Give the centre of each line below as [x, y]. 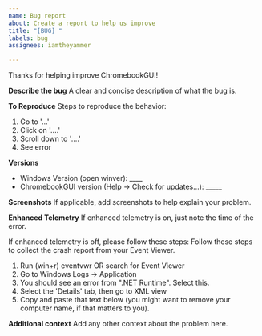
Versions [24, 163]
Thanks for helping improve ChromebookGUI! [83, 75]
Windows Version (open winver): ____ [81, 178]
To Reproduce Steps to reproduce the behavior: [87, 106]
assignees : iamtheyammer [50, 46]
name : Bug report [37, 16]
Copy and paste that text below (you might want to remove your [125, 300]
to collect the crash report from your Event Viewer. [92, 250]
